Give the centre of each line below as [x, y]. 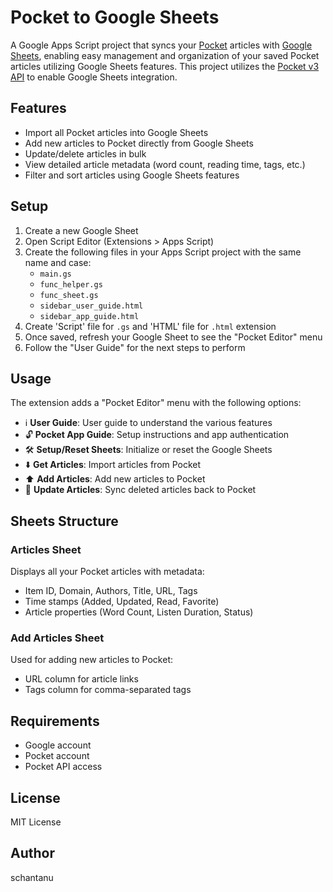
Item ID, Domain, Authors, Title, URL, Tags [111, 591]
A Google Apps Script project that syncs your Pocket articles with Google [161, 45]
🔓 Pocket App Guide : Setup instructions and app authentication [157, 435]
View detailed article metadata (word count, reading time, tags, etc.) [165, 164]
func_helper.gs [71, 284]
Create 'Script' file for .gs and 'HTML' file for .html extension [150, 326]
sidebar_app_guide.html [89, 316]
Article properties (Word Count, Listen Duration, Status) [139, 612]
